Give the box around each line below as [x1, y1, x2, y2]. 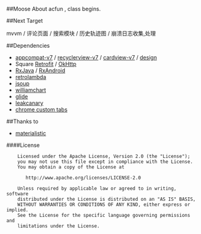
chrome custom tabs [15, 106, 68, 113]
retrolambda [15, 74, 47, 80]
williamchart [15, 86, 47, 94]
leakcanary [15, 99, 44, 107]
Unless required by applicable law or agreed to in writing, [17, 186, 176, 192]
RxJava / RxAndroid [15, 67, 66, 74]
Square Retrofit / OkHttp [15, 61, 77, 67]
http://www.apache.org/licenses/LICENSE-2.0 [25, 175, 141, 181]
